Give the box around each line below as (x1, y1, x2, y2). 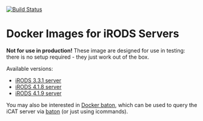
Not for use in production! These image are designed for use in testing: (6, 47, 185, 54)
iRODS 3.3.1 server (15, 76, 62, 84)
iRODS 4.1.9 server (15, 90, 62, 97)
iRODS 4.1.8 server (15, 83, 62, 90)
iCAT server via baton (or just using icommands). (6, 108, 128, 115)
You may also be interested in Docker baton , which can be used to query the (6, 101, 198, 108)
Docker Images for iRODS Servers (6, 27, 179, 41)
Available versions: (6, 65, 53, 72)
